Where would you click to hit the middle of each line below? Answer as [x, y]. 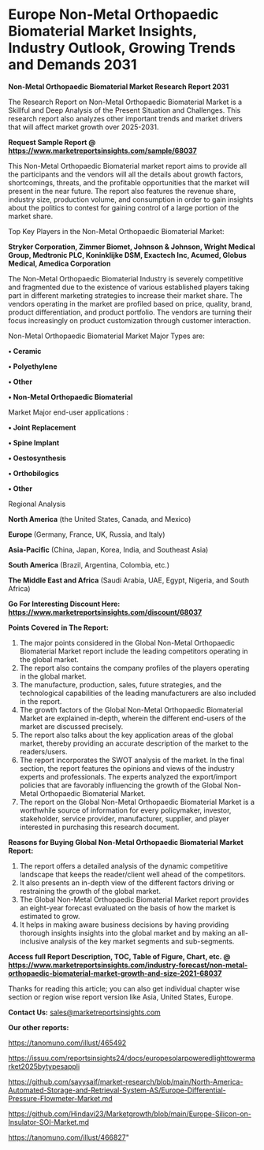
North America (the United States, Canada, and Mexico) [100, 519]
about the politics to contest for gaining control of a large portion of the [124, 207]
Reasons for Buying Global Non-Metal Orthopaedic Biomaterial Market [126, 842]
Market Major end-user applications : [68, 412]
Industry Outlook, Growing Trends [122, 48]
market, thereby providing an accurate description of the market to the [134, 743]
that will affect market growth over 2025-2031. [84, 127]
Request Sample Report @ [52, 142]
